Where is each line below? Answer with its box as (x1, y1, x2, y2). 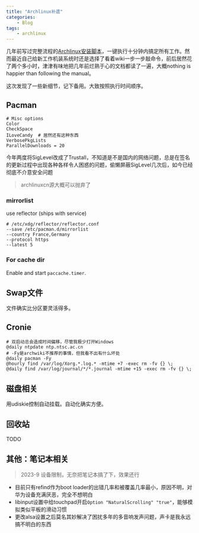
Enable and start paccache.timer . (6, 269, 86, 276)
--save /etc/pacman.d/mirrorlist (6, 226, 89, 233)
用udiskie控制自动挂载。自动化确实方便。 (6, 400, 107, 407)
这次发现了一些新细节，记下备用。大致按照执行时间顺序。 (6, 82, 146, 89)
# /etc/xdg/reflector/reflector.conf (6, 221, 99, 227)
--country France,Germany (6, 232, 70, 237)
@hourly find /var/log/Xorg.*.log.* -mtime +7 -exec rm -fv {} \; (6, 361, 174, 367)
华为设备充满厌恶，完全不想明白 (14, 491, 93, 498)
